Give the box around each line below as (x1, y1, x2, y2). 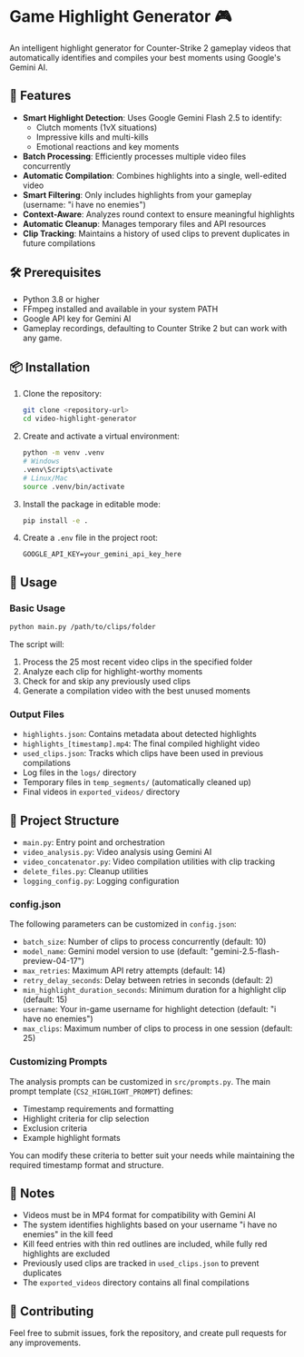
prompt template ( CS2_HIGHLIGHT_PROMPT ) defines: (9, 1086, 193, 1096)
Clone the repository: (22, 388, 103, 399)
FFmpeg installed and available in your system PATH (22, 303, 219, 314)
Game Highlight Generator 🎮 (9, 6, 232, 27)
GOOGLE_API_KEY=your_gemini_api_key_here (22, 550, 181, 559)
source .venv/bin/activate (22, 482, 125, 491)
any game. (22, 332, 63, 343)
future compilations (22, 237, 96, 249)
